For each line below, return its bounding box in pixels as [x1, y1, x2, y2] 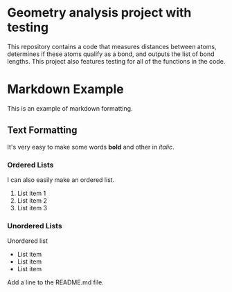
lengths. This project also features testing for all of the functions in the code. [7, 57, 226, 65]
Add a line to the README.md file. [7, 278, 104, 286]
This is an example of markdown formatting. [7, 104, 133, 112]
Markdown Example [7, 82, 125, 98]
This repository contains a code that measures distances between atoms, [7, 42, 217, 51]
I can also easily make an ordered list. [7, 175, 115, 184]
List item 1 [17, 189, 46, 197]
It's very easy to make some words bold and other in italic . [7, 143, 175, 151]
